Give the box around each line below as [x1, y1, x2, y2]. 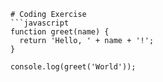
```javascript [10, 18, 70, 28]
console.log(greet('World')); [10, 62, 137, 72]
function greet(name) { [10, 27, 110, 37]
